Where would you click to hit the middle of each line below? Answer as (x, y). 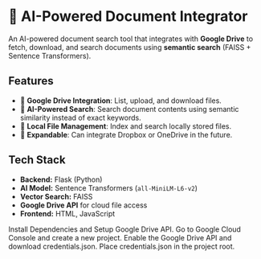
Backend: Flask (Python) (61, 179)
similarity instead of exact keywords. (81, 117)
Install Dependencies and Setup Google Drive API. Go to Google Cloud (124, 229)
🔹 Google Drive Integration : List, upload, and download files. (121, 101)
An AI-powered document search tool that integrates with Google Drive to (131, 39)
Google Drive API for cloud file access (84, 205)
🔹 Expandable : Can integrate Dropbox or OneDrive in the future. (126, 134)
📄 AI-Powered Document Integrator (128, 16)
